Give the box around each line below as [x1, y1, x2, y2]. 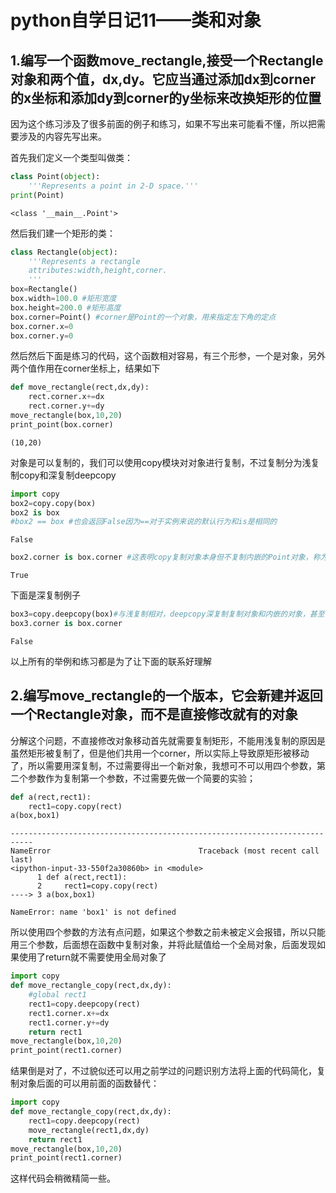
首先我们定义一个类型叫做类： [10, 152, 133, 163]
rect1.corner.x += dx [28, 1008, 110, 1018]
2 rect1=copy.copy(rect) [36, 881, 159, 891]
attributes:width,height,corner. [28, 266, 168, 276]
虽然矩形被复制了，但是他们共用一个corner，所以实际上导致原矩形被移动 [10, 747, 310, 759]
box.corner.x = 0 [10, 321, 74, 331]
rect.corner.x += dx [28, 392, 105, 402]
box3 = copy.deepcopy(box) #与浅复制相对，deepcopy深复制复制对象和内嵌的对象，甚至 [10, 609, 325, 620]
